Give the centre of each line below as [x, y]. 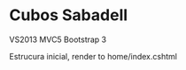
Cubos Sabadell [69, 15]
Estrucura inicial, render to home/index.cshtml [93, 56]
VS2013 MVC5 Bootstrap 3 [58, 39]
